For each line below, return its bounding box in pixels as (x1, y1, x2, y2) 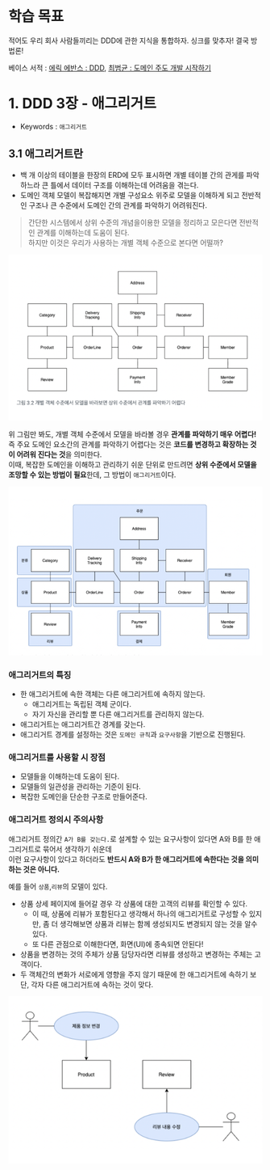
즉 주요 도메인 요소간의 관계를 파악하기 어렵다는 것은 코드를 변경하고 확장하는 (8, 440, 249, 450)
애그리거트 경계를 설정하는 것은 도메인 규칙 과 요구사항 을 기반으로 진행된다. (19, 729, 246, 740)
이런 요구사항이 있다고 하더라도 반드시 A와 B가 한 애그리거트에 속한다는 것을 (8, 854, 244, 864)
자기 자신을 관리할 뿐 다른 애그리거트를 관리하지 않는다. (31, 709, 205, 720)
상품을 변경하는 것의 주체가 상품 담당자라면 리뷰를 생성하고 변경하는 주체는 (19, 949, 253, 959)
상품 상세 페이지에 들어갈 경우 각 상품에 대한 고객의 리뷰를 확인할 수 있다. (19, 898, 248, 908)
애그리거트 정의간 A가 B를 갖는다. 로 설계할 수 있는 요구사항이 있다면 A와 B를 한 (8, 834, 252, 843)
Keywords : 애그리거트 (19, 121, 87, 131)
